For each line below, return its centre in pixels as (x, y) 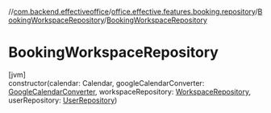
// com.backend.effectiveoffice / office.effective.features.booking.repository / (133, 12)
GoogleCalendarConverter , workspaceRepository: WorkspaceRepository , (130, 91)
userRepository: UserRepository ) (63, 100)
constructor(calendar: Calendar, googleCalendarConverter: (106, 83)
